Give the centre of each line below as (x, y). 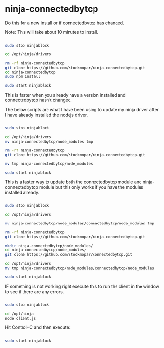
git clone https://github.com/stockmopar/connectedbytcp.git (69, 255)
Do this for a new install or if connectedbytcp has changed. (65, 23)
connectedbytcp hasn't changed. (38, 100)
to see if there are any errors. (35, 291)
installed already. (22, 193)
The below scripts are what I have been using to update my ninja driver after (82, 110)
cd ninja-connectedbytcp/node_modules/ (46, 250)
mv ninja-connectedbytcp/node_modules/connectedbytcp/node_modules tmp (80, 223)
